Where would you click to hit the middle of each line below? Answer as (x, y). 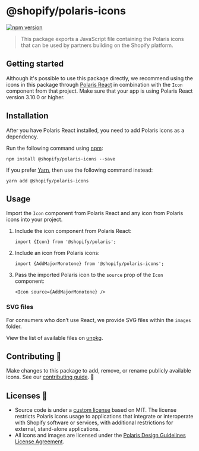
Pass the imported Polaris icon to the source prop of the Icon (89, 275)
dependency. (22, 136)
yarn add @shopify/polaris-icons (48, 181)
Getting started (35, 64)
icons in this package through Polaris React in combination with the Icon (94, 84)
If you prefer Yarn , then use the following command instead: (80, 170)
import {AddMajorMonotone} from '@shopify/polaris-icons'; (89, 264)
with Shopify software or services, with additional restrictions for (94, 422)
